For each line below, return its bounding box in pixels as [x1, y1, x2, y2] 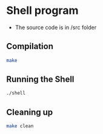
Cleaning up [6, 107, 53, 117]
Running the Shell [6, 74, 75, 85]
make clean [6, 123, 34, 129]
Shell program [6, 4, 79, 18]
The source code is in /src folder [15, 24, 97, 31]
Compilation [6, 41, 53, 52]
